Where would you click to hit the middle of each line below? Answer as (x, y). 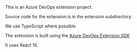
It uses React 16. (22, 45)
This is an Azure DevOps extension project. (49, 7)
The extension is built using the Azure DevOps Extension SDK (68, 36)
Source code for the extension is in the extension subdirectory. (69, 16)
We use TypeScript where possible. (41, 26)
